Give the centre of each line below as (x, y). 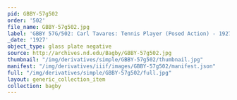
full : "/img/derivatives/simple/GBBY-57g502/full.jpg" (90, 73)
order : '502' (26, 20)
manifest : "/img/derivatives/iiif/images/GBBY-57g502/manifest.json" (112, 66)
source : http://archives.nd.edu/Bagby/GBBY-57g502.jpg (90, 54)
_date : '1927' (28, 40)
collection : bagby (34, 86)
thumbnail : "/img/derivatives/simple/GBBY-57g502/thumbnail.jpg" (105, 60)
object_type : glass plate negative (60, 46)
